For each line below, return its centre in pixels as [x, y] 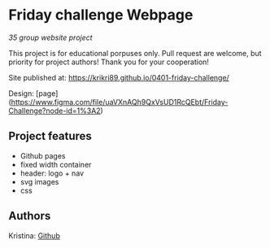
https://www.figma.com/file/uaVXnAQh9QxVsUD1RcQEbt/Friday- [120, 102]
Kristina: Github [35, 235]
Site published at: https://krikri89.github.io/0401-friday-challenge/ [119, 77]
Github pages [43, 155]
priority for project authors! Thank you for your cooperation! [109, 62]
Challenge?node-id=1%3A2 [54, 111]
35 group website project [50, 37]
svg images [39, 181]
